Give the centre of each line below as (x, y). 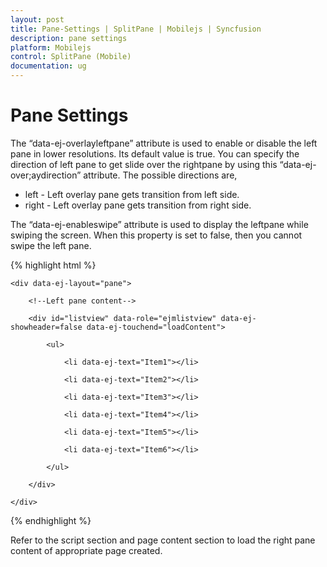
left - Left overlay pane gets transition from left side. (132, 194)
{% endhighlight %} (51, 520)
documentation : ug (48, 66)
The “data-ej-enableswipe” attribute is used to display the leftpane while (159, 224)
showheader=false (46, 327)
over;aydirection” (46, 175)
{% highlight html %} (53, 265)
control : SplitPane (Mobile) (71, 57)
